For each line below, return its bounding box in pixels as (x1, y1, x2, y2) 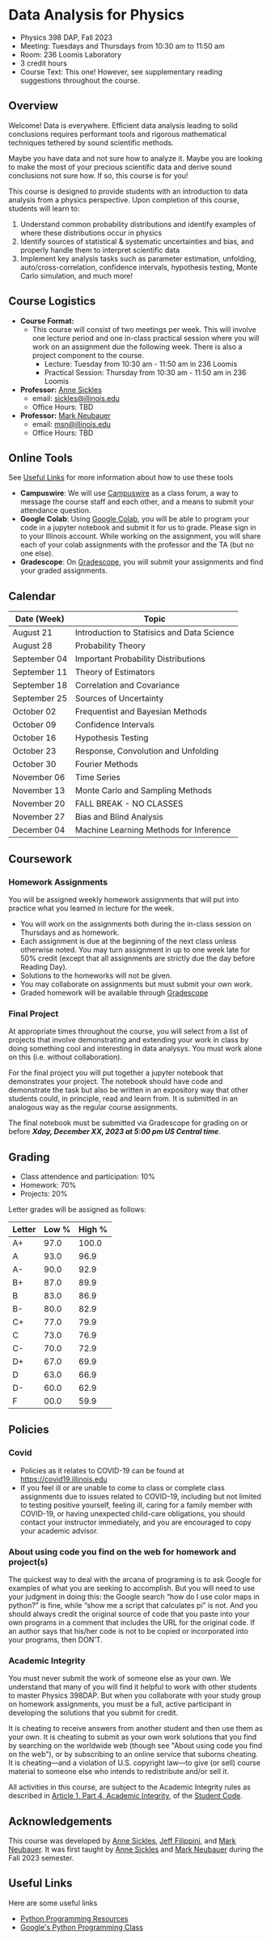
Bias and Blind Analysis (75, 812, 163, 823)
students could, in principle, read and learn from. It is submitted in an (8, 1094, 239, 1103)
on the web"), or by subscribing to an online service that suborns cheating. (8, 1750, 259, 1759)
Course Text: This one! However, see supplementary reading (19, 66, 222, 76)
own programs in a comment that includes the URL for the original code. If (8, 1618, 256, 1627)
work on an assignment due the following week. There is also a (32, 342, 243, 352)
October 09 (12, 719, 57, 731)
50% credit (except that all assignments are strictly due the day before (19, 953, 256, 963)
